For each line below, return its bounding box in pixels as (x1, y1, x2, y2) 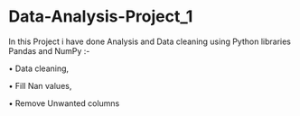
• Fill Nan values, (8, 80, 72, 91)
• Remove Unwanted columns (8, 97, 120, 109)
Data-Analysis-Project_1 (8, 6, 193, 27)
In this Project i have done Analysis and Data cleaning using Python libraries (8, 36, 291, 47)
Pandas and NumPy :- (8, 45, 90, 56)
